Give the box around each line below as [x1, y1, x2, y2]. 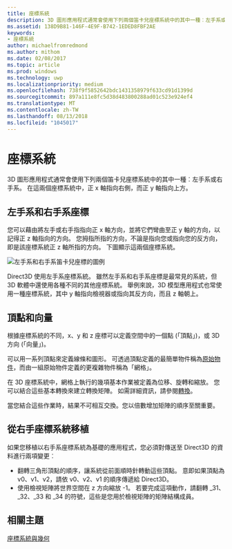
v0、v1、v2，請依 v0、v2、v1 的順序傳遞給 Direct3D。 [17, 474, 173, 483]
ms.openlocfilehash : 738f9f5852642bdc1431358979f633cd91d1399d [7, 87, 193, 94]
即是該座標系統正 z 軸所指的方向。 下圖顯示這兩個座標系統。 [7, 243, 180, 251]
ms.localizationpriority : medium [7, 81, 104, 88]
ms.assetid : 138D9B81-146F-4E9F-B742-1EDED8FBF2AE [7, 23, 156, 30]
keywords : [7, 29, 36, 37]
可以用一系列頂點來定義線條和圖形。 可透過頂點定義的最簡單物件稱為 [7, 355, 202, 363]
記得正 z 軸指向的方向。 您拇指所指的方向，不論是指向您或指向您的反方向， [7, 234, 222, 242]
